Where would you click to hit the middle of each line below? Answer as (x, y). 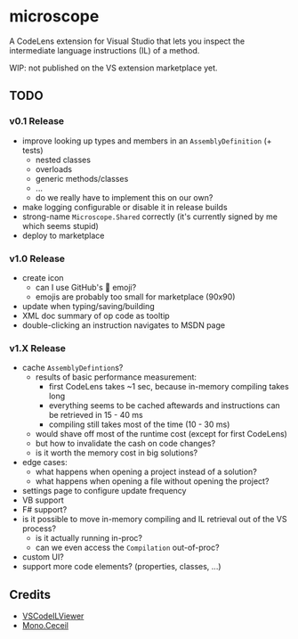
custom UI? (43, 557)
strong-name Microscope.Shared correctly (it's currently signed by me (150, 217)
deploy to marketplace (63, 235)
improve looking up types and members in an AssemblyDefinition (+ (147, 141)
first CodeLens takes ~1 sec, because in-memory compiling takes (169, 387)
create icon (43, 277)
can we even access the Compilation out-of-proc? (127, 548)
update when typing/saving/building (88, 306)
